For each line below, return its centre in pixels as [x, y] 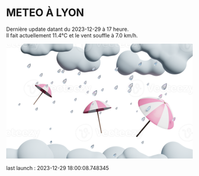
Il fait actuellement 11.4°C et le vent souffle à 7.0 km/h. [72, 35]
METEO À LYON [45, 13]
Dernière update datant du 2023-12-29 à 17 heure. [68, 29]
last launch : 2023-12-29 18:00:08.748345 [58, 168]
